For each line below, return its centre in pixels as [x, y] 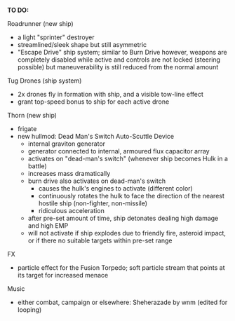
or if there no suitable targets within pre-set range [100, 240]
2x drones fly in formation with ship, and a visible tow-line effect [110, 94]
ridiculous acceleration [72, 211]
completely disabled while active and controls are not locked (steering [119, 60]
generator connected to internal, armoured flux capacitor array [119, 151]
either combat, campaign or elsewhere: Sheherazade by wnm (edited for [122, 302]
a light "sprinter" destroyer [56, 37]
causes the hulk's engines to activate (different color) [115, 188]
